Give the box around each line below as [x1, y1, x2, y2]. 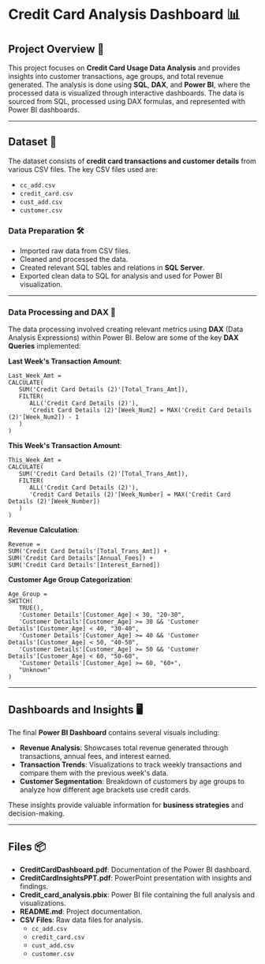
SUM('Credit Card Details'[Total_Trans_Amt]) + [8, 547, 168, 555]
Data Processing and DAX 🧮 [8, 307, 117, 318]
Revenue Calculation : [8, 525, 80, 535]
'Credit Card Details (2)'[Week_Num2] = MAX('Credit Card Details [28, 406, 252, 414]
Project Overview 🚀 [8, 42, 105, 55]
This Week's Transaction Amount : [8, 441, 122, 450]
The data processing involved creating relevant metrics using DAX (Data [8, 324, 244, 334]
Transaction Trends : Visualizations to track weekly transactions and [19, 760, 242, 769]
